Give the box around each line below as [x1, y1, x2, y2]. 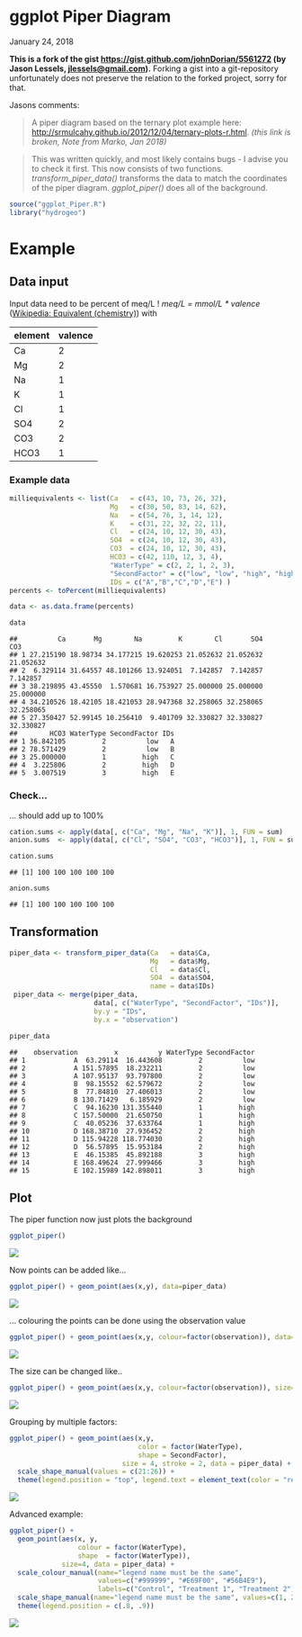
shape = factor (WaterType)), [77, 1551, 191, 1561]
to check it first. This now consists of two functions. [31, 163, 224, 174]
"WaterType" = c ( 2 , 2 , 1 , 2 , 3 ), [109, 561, 235, 570]
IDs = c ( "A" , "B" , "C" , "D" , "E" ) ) [109, 578, 231, 587]
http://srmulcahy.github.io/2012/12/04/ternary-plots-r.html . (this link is [31, 126, 291, 137]
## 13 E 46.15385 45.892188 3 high [9, 1150, 255, 1159]
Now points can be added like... [9, 1264, 127, 1275]
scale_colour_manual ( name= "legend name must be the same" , [17, 1568, 244, 1577]
